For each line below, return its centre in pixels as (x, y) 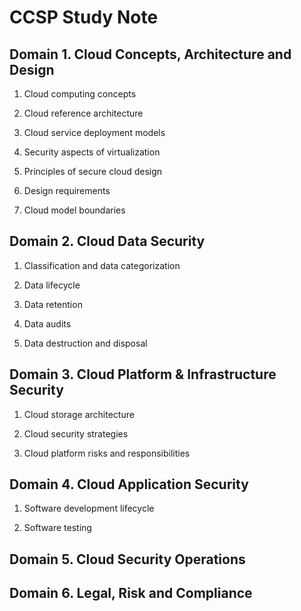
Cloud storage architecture (79, 414)
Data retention (53, 304)
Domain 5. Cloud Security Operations (127, 559)
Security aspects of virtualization (92, 152)
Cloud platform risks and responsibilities (107, 453)
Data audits (47, 323)
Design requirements (67, 190)
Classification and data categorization (102, 265)
